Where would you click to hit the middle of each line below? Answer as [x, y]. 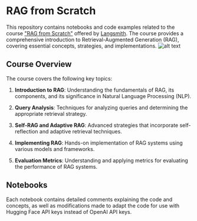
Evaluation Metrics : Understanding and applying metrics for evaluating [101, 160]
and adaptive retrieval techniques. [81, 131]
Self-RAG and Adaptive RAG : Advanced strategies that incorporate [96, 125]
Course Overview [39, 64]
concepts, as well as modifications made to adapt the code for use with [93, 205]
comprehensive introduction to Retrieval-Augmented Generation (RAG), [93, 39]
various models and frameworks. [55, 149]
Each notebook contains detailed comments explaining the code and [89, 199]
